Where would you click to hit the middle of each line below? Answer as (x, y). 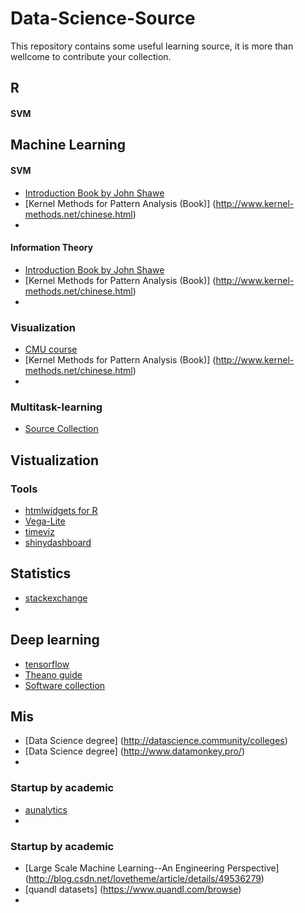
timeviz (39, 531)
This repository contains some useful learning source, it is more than (152, 46)
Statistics (41, 573)
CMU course (51, 349)
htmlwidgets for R (61, 510)
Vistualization (55, 460)
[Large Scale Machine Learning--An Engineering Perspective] (152, 868)
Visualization (43, 327)
